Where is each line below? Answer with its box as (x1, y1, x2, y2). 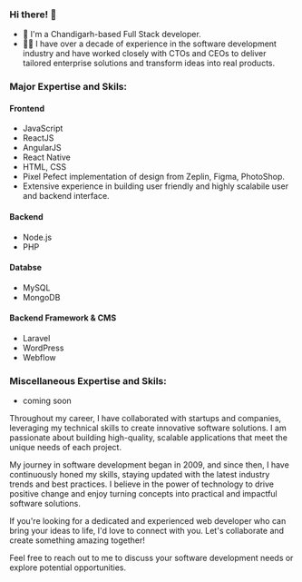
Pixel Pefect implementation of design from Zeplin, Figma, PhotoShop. (22, 172, 286, 182)
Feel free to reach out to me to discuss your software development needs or (9, 553, 294, 564)
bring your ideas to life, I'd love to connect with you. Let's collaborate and (9, 526, 284, 537)
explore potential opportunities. (9, 562, 127, 573)
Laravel (22, 333, 51, 344)
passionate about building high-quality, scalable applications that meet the (9, 432, 288, 443)
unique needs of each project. (9, 442, 122, 453)
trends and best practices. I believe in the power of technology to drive (9, 478, 275, 489)
